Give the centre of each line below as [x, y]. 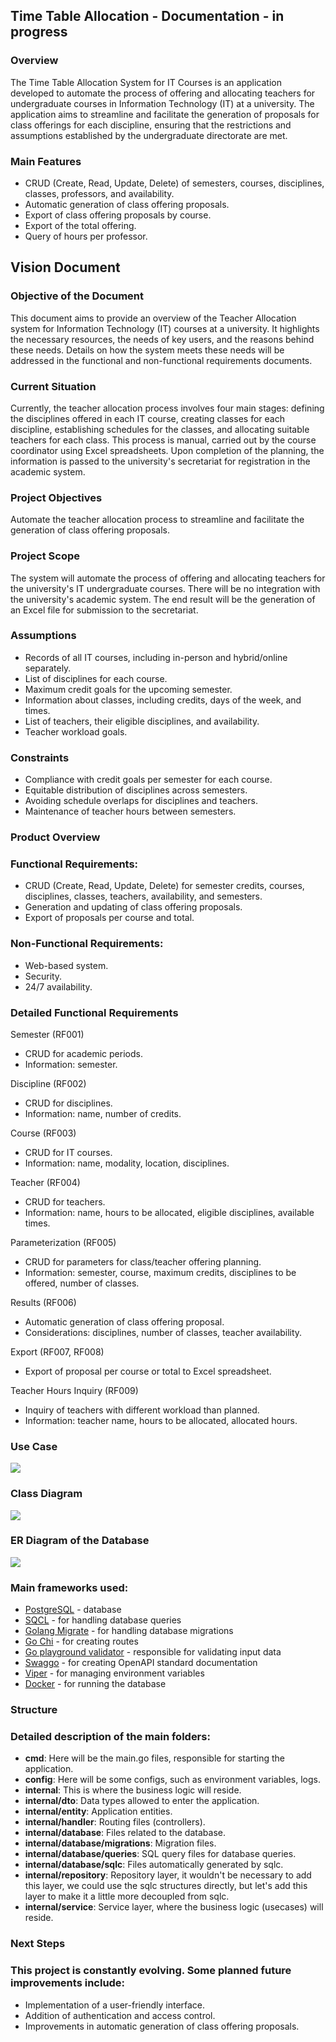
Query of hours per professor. [86, 236]
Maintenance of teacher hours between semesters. [130, 811]
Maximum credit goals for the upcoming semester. [128, 689]
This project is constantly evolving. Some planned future [151, 1971]
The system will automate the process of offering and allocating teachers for [168, 578]
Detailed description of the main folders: [110, 1736]
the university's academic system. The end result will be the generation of [163, 599]
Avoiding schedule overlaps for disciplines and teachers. [141, 801]
